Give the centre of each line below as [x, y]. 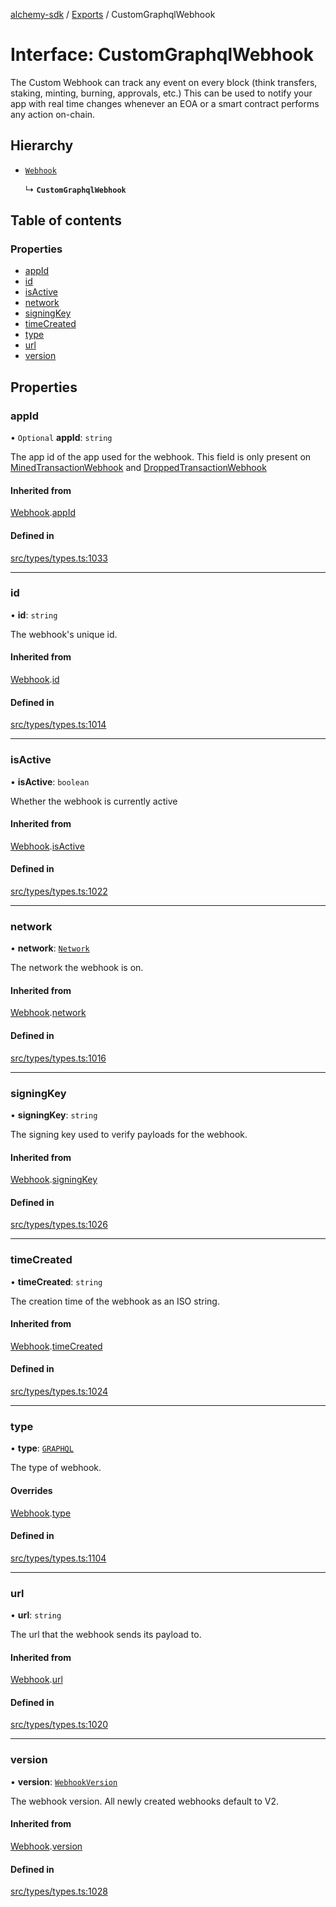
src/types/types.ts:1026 [59, 1225]
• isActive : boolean [50, 781]
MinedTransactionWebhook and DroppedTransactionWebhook [138, 468]
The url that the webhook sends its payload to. [106, 1635]
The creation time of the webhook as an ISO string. [115, 1301]
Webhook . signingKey [54, 1180]
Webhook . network [48, 1013]
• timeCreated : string [56, 1281]
